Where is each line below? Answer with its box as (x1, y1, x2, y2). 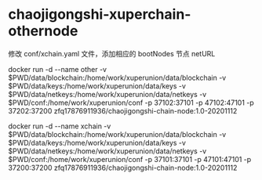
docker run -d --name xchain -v (8, 121, 111, 131)
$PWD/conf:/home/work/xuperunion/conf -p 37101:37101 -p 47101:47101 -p (8, 154, 252, 164)
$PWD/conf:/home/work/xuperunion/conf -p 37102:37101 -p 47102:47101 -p (8, 98, 255, 107)
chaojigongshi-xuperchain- (8, 5, 191, 23)
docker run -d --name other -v (8, 64, 107, 74)
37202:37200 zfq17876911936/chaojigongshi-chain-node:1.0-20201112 (8, 106, 238, 115)
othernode (8, 22, 78, 40)
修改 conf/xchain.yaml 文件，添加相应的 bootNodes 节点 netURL (8, 49, 216, 58)
